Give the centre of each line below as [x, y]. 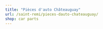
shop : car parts [22, 19]
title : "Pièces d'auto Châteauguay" [43, 10]
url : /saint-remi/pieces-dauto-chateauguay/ [52, 14]
